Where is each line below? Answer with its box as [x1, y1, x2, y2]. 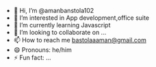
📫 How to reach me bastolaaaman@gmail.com [13, 36, 147, 44]
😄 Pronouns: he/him [13, 46, 72, 54]
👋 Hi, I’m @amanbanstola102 [13, 7, 94, 14]
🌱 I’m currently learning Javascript [13, 21, 111, 29]
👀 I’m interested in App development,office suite [13, 14, 149, 22]
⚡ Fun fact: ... [13, 53, 51, 62]
